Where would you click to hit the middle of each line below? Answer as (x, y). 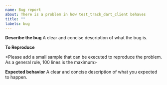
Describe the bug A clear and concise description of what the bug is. (76, 38)
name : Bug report (23, 10)
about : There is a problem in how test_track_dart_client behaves (76, 14)
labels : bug (17, 24)
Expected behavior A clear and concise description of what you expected (81, 72)
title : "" (15, 19)
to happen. (16, 77)
